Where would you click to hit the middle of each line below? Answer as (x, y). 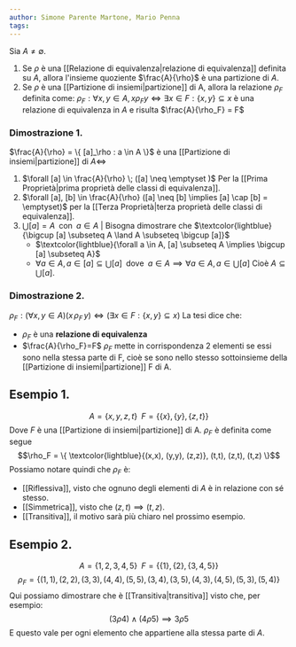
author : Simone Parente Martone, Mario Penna (94, 17)
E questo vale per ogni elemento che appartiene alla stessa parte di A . (137, 633)
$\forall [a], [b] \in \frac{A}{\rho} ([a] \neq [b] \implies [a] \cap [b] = (145, 198)
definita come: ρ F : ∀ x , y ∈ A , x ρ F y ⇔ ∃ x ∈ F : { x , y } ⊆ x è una (138, 100)
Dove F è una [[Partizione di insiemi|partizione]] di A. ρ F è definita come (140, 431)
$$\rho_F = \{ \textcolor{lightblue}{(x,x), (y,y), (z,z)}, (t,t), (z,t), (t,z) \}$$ (149, 455)
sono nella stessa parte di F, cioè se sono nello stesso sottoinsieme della (155, 358)
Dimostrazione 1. (46, 133)
